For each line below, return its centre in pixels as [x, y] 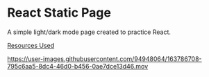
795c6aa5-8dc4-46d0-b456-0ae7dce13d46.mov [78, 66]
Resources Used [31, 45]
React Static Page [59, 13]
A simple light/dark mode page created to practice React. [89, 32]
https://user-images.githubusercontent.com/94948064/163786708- [105, 59]
